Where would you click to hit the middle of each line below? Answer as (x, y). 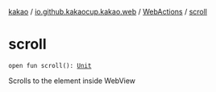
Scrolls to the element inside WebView (72, 81)
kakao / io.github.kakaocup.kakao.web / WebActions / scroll (108, 12)
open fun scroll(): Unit (50, 65)
